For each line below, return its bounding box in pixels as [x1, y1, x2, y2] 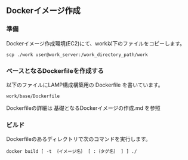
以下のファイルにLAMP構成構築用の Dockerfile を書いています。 [6, 81, 164, 88]
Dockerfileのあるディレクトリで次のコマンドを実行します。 [6, 136, 151, 143]
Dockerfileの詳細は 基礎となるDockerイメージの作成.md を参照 [6, 104, 161, 112]
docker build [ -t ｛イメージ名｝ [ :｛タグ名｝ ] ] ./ [6, 149, 137, 155]
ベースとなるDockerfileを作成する [6, 66, 104, 75]
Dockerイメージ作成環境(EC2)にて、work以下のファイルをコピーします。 [6, 39, 186, 47]
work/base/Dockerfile [6, 93, 60, 99]
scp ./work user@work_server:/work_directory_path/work [6, 51, 148, 58]
